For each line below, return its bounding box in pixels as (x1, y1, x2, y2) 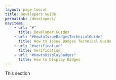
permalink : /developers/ (5, 16, 56, 21)
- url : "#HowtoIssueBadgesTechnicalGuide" (14, 35, 103, 40)
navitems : (5, 20, 26, 26)
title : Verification (18, 48, 61, 53)
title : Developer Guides (18, 30, 70, 35)
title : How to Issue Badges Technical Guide (18, 39, 112, 44)
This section (5, 70, 31, 76)
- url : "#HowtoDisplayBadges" (14, 52, 77, 58)
